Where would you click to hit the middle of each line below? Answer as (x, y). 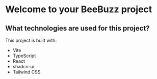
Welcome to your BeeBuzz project (79, 9)
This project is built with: (31, 40)
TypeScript (24, 56)
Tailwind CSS (27, 72)
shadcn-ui (23, 67)
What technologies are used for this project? (77, 28)
